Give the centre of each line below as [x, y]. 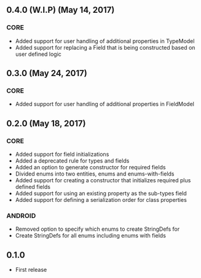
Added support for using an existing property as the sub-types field [101, 193]
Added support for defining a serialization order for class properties [101, 200]
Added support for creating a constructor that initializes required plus [103, 180]
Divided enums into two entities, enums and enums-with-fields [95, 174]
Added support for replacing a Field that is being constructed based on [105, 47]
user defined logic [38, 54]
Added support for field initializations [62, 154]
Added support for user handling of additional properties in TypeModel [105, 41]
